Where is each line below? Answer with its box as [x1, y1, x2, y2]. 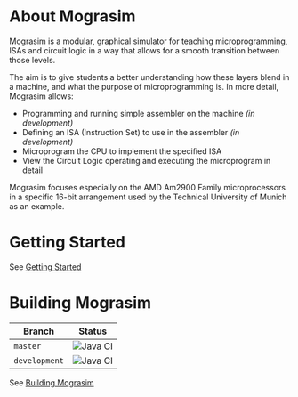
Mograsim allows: [9, 91, 74, 101]
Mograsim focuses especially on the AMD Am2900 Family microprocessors [9, 182, 286, 192]
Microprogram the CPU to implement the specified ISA [21, 145, 222, 157]
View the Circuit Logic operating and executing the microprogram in [21, 155, 271, 166]
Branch [23, 325, 55, 337]
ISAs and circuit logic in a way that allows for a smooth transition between [9, 45, 280, 55]
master [13, 341, 42, 351]
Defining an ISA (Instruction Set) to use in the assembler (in [21, 126, 240, 137]
